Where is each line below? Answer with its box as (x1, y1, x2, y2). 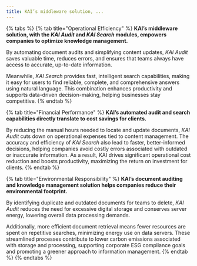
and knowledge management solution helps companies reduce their (6, 181, 176, 188)
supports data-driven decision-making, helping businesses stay (6, 91, 161, 98)
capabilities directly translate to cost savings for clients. (6, 115, 147, 122)
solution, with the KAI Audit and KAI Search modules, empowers (6, 31, 167, 38)
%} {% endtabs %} (6, 254, 52, 261)
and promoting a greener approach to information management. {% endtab (6, 248, 188, 255)
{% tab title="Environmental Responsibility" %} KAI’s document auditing (6, 175, 183, 182)
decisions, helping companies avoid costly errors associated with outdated (6, 145, 188, 152)
